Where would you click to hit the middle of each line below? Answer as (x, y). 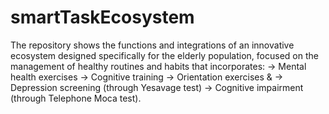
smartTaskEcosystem (102, 17)
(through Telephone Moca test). (76, 98)
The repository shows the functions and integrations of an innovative (152, 45)
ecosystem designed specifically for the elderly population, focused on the (164, 55)
